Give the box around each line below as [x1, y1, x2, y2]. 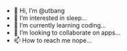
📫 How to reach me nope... [13, 37, 92, 44]
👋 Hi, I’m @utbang [13, 7, 65, 14]
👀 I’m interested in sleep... [13, 14, 87, 22]
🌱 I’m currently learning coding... [13, 21, 106, 29]
